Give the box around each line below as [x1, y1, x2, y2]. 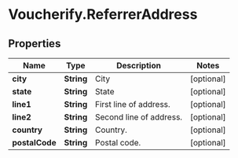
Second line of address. [95, 112, 183, 123]
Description [116, 61, 161, 71]
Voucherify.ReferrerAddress [8, 6, 198, 24]
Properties [8, 37, 61, 50]
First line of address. [95, 99, 170, 109]
